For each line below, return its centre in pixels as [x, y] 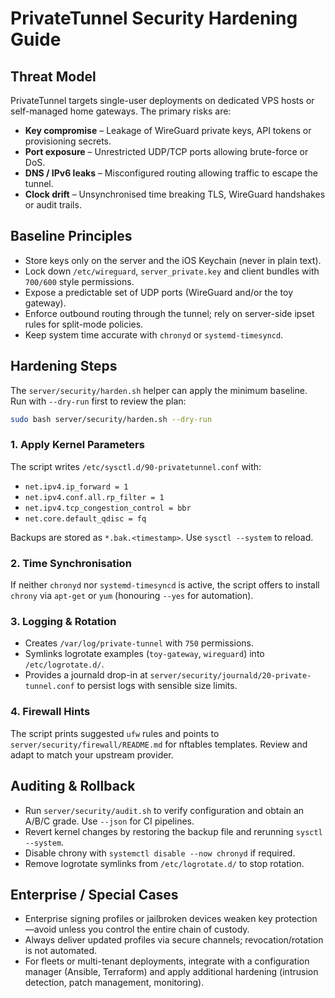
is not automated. [61, 951]
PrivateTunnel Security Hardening [154, 18]
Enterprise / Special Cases [94, 894]
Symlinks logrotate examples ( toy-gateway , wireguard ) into [144, 654]
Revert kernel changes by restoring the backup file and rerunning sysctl [173, 831]
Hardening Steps [64, 366]
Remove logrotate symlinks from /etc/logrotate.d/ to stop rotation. [164, 863]
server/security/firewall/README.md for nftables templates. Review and [159, 744]
